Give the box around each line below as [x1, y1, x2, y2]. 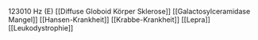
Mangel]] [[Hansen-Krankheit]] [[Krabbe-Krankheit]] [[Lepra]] [8, 15, 210, 24]
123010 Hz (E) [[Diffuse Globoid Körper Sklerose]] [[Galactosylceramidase [8, 7, 251, 16]
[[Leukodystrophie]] [8, 24, 74, 32]
